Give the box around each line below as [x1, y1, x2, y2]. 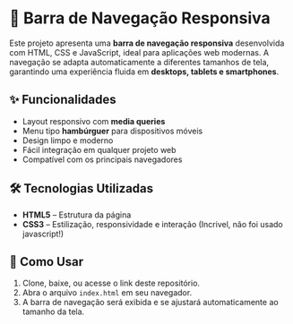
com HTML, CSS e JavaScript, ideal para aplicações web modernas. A [9, 47, 270, 57]
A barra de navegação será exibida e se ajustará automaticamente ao [22, 297, 280, 308]
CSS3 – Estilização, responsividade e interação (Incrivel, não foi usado [22, 218, 284, 229]
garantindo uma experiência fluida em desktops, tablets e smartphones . [9, 66, 280, 77]
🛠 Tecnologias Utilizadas [9, 181, 154, 196]
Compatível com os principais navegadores [22, 154, 183, 165]
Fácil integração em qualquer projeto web [22, 144, 177, 155]
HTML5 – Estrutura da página [22, 209, 132, 220]
